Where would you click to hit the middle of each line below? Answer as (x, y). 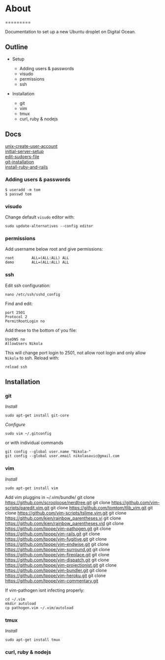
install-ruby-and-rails (27, 167)
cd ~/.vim (15, 599)
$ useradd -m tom (23, 190)
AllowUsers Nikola (24, 344)
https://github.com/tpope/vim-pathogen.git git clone (58, 528)
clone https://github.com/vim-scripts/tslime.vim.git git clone (66, 513)
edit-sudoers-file (22, 156)
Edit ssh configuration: (28, 285)
